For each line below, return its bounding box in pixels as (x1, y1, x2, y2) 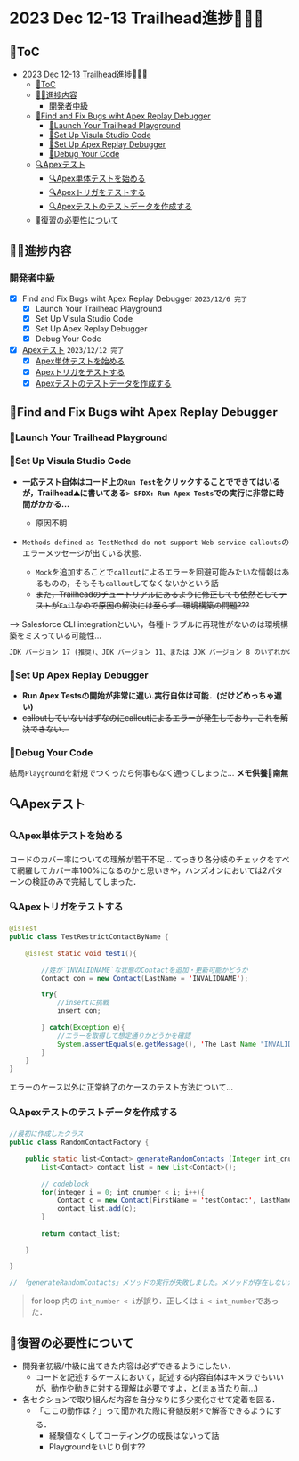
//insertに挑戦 (56, 999, 109, 1008)
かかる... (37, 498, 69, 509)
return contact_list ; (41, 1228, 122, 1238)
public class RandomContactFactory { (9, 1138, 149, 1147)
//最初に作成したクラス (9, 1130, 84, 1139)
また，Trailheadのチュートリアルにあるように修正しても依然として (35, 589, 279, 600)
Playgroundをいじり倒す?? (48, 1441, 146, 1452)
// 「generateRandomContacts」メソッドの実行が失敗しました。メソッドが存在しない (9, 1278, 288, 1287)
